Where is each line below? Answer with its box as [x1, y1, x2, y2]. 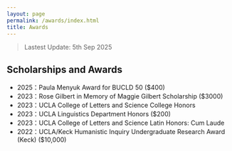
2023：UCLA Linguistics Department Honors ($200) [16, 110, 172, 118]
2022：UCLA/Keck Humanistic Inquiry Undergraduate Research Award [16, 128, 226, 136]
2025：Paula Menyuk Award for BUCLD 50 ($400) [16, 83, 165, 92]
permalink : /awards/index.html [6, 17, 100, 24]
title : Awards [6, 23, 49, 30]
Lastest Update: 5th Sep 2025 [23, 43, 112, 52]
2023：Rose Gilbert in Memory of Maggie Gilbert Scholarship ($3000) [16, 92, 223, 101]
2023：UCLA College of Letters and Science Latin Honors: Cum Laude [16, 118, 225, 128]
